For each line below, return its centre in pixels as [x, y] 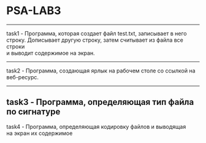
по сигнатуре [33, 112]
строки [16, 46]
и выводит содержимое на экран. [51, 53]
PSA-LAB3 [34, 11]
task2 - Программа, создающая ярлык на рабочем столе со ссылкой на [101, 71]
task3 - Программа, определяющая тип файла [100, 102]
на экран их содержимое [40, 133]
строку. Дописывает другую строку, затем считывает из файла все [95, 40]
